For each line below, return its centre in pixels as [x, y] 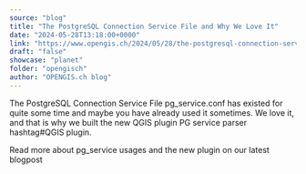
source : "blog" [38, 18]
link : [20, 43]
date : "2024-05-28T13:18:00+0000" [75, 35]
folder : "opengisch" [49, 69]
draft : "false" [38, 52]
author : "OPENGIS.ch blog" [61, 77]
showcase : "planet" [46, 60]
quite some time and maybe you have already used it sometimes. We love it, [152, 113]
